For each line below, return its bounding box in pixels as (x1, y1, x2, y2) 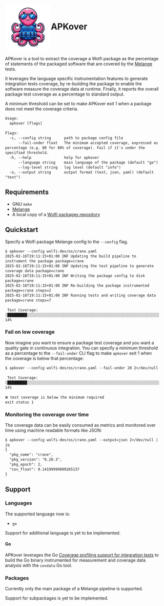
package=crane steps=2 (5, 288, 51, 293)
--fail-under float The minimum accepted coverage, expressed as (18, 140, 159, 145)
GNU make (12, 201, 32, 207)
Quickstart (5, 226, 39, 234)
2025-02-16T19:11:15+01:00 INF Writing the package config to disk (5, 273, 145, 278)
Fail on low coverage (5, 329, 55, 336)
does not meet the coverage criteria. (5, 106, 79, 112)
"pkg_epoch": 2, (9, 462, 42, 467)
